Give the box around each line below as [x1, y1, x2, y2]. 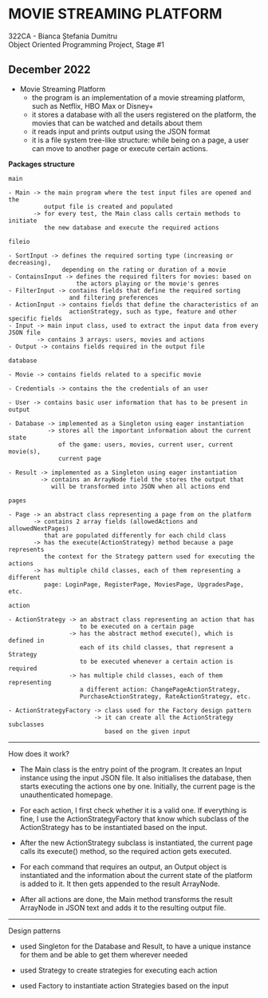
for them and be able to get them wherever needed [19, 949, 188, 960]
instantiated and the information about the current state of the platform [19, 870, 253, 880]
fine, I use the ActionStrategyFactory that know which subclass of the [19, 813, 250, 824]
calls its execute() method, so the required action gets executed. [19, 846, 232, 856]
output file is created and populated [43, 202, 173, 210]
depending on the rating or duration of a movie [61, 265, 227, 273]
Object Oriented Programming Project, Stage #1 [8, 39, 165, 49]
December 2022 [8, 63, 91, 77]
